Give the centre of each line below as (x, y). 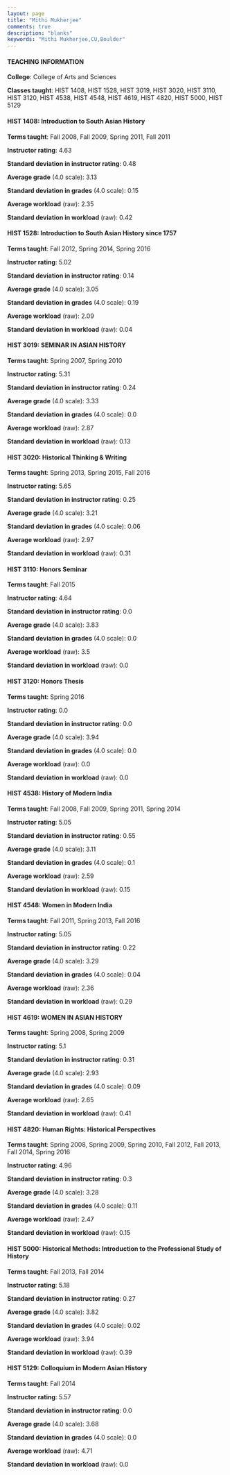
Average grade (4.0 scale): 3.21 (53, 513)
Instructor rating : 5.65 (39, 486)
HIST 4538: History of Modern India (60, 793)
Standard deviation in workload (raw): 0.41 (69, 1113)
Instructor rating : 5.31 (39, 374)
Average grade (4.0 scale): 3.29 (53, 961)
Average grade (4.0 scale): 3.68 (53, 1424)
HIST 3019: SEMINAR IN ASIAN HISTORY (67, 345)
